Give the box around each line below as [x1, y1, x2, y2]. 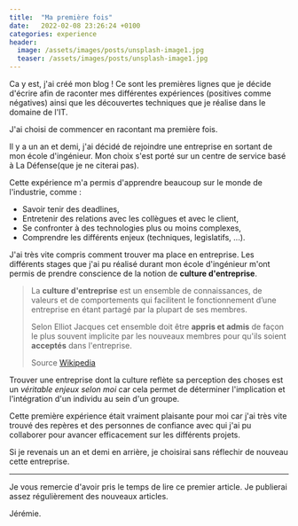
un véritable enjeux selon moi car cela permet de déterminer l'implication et [9, 384, 286, 395]
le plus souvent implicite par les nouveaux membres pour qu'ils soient [30, 331, 286, 342]
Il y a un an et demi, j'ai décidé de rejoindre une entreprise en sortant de [9, 141, 273, 152]
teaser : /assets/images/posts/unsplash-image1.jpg [17, 54, 208, 63]
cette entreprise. [9, 456, 70, 467]
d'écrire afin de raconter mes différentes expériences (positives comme [9, 88, 272, 98]
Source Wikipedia [30, 357, 96, 368]
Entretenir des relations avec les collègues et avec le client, [21, 214, 239, 224]
